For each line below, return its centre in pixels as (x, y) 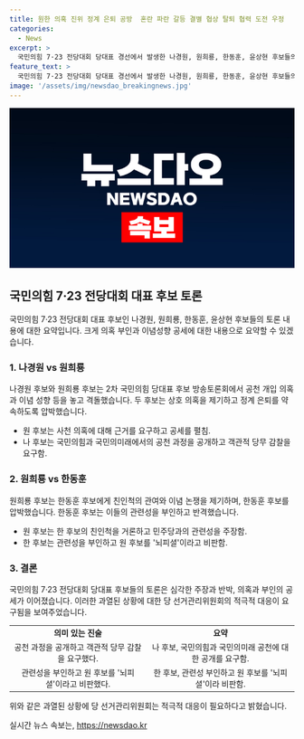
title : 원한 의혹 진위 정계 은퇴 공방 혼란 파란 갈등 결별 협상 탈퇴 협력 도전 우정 (147, 19)
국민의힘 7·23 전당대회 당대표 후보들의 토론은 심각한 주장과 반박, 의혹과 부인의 (147, 589)
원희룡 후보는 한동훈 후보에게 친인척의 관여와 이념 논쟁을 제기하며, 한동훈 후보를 (149, 500)
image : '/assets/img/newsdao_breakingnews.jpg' (101, 86)
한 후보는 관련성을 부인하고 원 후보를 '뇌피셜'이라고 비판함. (125, 542)
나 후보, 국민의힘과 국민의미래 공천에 (216, 647)
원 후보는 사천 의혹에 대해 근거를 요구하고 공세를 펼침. (116, 431)
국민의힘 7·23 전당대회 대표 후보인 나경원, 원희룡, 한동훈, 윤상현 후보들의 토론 (145, 319)
